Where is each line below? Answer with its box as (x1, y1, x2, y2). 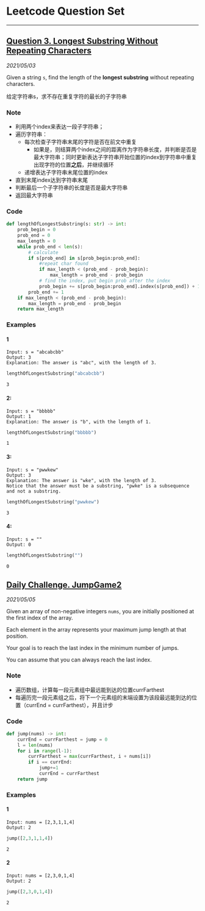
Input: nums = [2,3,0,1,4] (6, 873, 75, 879)
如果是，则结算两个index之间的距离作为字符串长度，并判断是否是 (33, 146, 197, 153)
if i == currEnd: (28, 759, 72, 765)
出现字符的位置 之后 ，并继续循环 (33, 161, 114, 168)
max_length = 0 (17, 238, 56, 244)
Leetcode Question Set (6, 4, 125, 18)
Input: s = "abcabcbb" (6, 349, 64, 355)
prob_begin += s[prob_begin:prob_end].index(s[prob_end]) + (38, 283, 195, 289)
